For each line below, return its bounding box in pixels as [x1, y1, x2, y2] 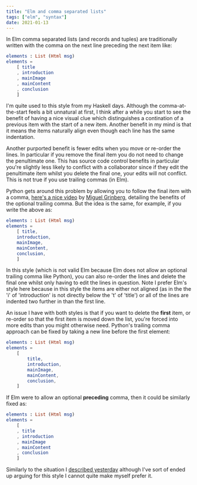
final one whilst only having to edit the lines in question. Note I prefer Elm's [6, 279, 187, 286]
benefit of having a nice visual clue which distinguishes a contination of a [6, 115, 184, 122]
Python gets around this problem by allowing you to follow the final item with [6, 188, 192, 195]
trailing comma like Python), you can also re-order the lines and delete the [6, 273, 186, 280]
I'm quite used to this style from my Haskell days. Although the [6, 102, 158, 109]
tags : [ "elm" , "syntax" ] [6, 14, 67, 20]
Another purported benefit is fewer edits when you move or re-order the [6, 145, 181, 152]
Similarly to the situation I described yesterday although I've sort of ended [6, 466, 186, 473]
